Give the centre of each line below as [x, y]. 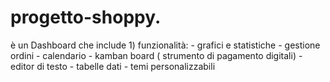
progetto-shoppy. [86, 17]
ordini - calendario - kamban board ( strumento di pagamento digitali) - [156, 55]
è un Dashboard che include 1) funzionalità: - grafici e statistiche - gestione [165, 45]
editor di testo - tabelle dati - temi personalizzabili [113, 66]
